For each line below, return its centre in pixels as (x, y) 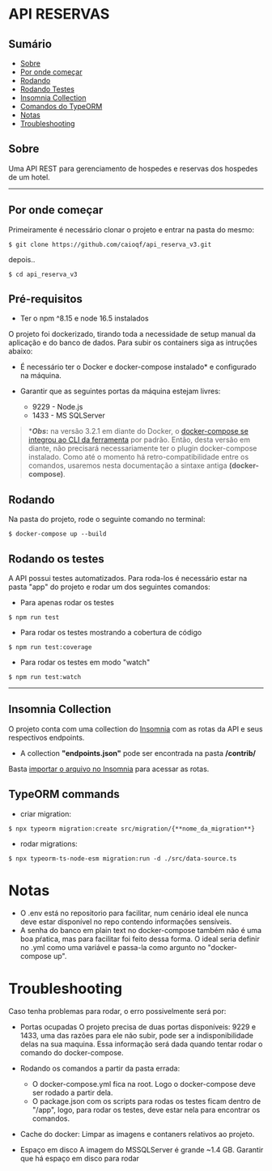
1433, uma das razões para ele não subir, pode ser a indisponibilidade (136, 1035)
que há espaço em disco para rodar (80, 1158)
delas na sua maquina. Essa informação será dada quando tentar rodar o (141, 1044)
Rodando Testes (47, 89)
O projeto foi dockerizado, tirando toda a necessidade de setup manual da (132, 334)
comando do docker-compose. (72, 1052)
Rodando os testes (57, 559)
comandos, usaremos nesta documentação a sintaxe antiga (128, 465)
